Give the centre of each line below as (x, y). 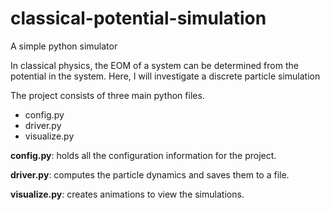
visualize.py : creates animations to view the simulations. (127, 194)
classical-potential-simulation (138, 18)
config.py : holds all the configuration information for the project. (143, 155)
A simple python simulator (64, 46)
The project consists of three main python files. (107, 95)
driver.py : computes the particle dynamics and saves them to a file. (150, 174)
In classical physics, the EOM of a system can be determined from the (154, 65)
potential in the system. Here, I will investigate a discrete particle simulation (165, 76)
